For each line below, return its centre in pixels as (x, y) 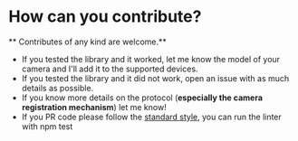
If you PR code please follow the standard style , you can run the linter (151, 117)
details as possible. (58, 88)
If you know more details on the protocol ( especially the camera (142, 98)
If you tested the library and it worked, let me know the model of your (151, 59)
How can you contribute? (105, 17)
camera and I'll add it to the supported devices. (110, 69)
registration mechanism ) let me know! (94, 107)
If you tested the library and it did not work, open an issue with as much (155, 78)
